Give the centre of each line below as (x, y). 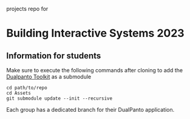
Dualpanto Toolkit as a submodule (49, 76)
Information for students (54, 56)
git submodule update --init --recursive (59, 98)
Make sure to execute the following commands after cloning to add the (95, 70)
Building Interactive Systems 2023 (95, 33)
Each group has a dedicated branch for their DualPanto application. (90, 110)
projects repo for (27, 9)
